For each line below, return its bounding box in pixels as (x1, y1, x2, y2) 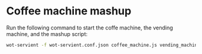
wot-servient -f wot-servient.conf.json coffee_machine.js (6, 42, 158, 48)
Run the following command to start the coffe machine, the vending (6, 24, 173, 31)
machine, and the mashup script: (6, 30, 88, 37)
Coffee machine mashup (6, 4, 132, 18)
